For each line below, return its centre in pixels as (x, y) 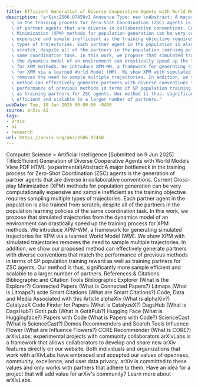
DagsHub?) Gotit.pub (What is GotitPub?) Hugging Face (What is (85, 311)
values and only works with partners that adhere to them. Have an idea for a (98, 367)
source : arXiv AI (27, 110)
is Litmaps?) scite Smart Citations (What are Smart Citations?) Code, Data (95, 292)
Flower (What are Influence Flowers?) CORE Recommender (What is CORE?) (99, 330)
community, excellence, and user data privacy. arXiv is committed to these (97, 361)
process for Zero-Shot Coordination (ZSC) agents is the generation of (90, 173)
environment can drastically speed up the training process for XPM (88, 223)
